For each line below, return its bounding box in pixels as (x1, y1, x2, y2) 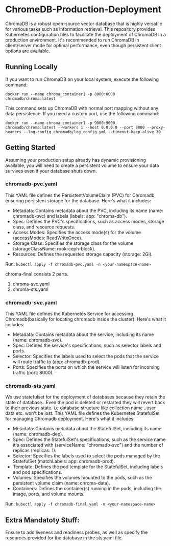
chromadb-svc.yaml (5, 299, 57, 306)
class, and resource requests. (12, 224, 76, 230)
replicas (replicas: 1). (12, 447, 57, 454)
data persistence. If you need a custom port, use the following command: (5, 110, 159, 116)
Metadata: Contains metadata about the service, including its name (12, 331, 154, 338)
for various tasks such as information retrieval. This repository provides (5, 26, 156, 32)
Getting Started (5, 143, 56, 152)
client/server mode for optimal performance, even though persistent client (5, 42, 161, 48)
